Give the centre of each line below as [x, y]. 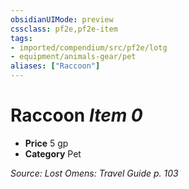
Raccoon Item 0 [76, 115]
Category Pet [53, 153]
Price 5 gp [46, 143]
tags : [21, 38]
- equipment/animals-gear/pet [73, 57]
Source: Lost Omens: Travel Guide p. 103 [94, 173]
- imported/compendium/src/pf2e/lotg [89, 47]
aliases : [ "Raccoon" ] [55, 66]
